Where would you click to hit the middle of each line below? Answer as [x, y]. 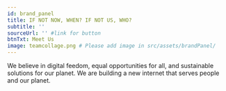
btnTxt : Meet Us [31, 40]
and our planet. [29, 80]
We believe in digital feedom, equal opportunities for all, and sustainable [111, 66]
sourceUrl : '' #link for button [54, 33]
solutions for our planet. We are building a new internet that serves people [113, 73]
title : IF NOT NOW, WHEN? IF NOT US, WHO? [70, 20]
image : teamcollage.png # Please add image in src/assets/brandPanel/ [112, 46]
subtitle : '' [26, 26]
